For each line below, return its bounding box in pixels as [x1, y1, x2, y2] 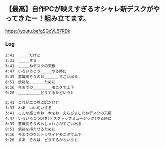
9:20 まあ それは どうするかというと [5, 137, 78, 142]
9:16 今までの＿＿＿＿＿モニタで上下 [5, 85, 74, 90]
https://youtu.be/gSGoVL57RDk [5, 28, 70, 34]
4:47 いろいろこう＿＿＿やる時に [5, 69, 67, 74]
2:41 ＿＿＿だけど [5, 53, 41, 58]
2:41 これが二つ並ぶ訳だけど [5, 100, 59, 105]
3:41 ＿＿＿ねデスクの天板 [5, 63, 56, 69]
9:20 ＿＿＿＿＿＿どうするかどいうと [5, 90, 74, 96]
